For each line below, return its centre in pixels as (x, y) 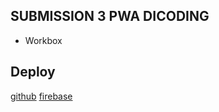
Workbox (43, 40)
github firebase (41, 96)
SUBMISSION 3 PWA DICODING (110, 16)
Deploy (33, 72)
